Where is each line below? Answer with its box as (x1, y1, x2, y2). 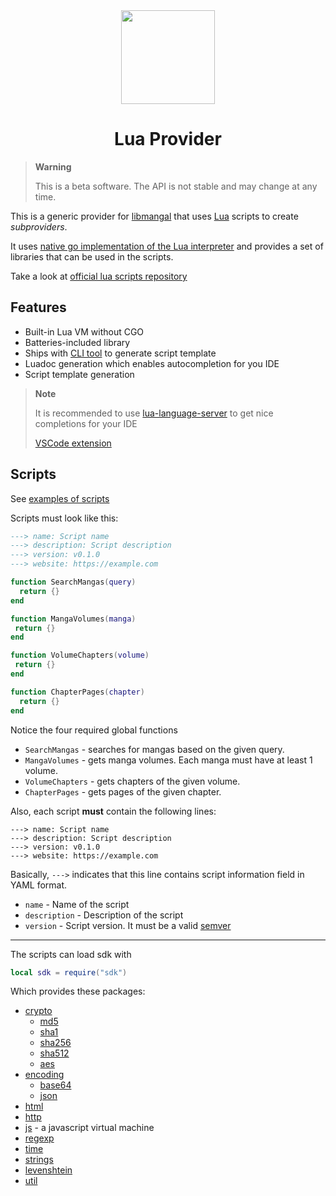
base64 (39, 1079, 72, 1091)
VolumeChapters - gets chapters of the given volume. (24, 775, 241, 787)
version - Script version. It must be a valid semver (24, 919, 232, 931)
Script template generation (24, 368, 135, 380)
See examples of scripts (10, 492, 110, 504)
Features (10, 299, 67, 316)
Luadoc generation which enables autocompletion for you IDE (24, 357, 280, 369)
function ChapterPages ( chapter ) (10, 687, 145, 697)
